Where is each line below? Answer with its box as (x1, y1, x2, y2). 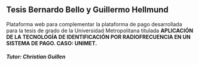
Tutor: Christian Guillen (6, 53, 66, 60)
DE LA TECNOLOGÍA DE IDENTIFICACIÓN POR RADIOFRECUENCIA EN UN (6, 33, 191, 41)
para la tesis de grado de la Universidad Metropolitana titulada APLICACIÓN (6, 27, 194, 34)
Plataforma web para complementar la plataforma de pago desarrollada (6, 20, 182, 27)
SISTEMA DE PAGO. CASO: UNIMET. (6, 39, 97, 47)
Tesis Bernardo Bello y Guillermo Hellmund (6, 5, 169, 15)
